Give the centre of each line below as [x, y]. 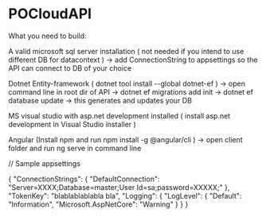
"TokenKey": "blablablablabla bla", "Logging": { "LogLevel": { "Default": [125, 196]
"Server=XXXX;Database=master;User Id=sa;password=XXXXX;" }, [119, 187]
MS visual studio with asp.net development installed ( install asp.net [119, 115]
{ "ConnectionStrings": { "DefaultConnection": [84, 179]
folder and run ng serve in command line [75, 148]
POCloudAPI [50, 14]
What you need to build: [47, 36]
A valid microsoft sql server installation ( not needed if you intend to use [126, 51]
